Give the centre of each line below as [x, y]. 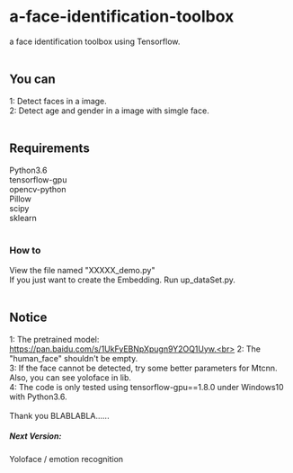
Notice [28, 318]
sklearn [23, 218]
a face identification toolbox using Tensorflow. [95, 41]
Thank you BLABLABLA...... [59, 415]
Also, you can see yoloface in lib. [71, 377]
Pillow [20, 199]
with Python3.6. [38, 397]
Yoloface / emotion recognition [67, 459]
